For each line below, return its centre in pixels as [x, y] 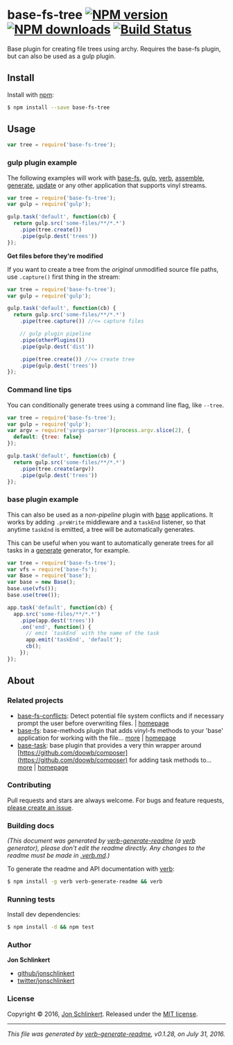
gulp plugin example [42, 163]
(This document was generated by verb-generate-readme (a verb [101, 841]
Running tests [31, 899]
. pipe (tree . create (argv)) [57, 469]
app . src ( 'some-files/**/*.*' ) [57, 614]
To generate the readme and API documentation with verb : [91, 869]
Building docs [31, 825]
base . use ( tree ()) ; [34, 595]
